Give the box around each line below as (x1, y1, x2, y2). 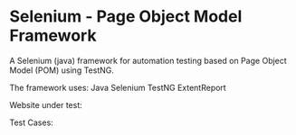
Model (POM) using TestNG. (9, 65, 115, 76)
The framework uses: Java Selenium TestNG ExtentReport (9, 82, 226, 93)
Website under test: (9, 99, 83, 110)
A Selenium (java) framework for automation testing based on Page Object (9, 55, 287, 66)
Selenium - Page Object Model (9, 6, 243, 27)
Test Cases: (9, 117, 54, 128)
